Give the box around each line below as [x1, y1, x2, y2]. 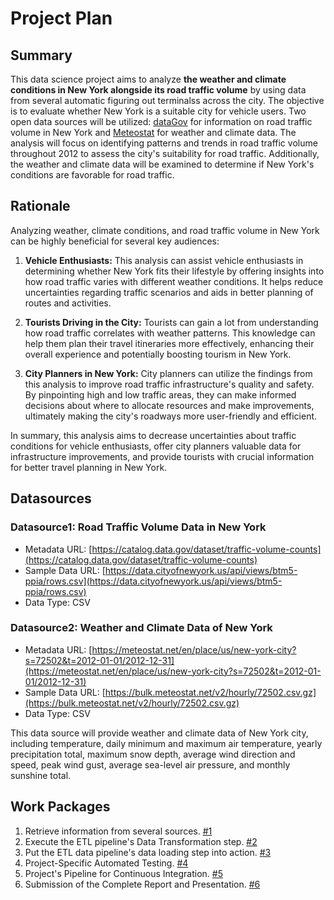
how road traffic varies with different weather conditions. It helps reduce [24, 275, 324, 287]
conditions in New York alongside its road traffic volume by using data [10, 84, 307, 96]
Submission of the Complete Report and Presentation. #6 [24, 878, 261, 890]
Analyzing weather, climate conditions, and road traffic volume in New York [10, 224, 320, 236]
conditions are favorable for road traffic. [10, 169, 175, 181]
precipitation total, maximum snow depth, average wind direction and [10, 748, 296, 760]
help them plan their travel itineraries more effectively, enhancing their [24, 337, 315, 349]
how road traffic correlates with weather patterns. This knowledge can [24, 327, 316, 339]
